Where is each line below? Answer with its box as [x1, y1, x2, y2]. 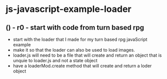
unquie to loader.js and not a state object [13, 58, 98, 63]
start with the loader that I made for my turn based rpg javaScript [13, 36, 147, 42]
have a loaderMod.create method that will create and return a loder [13, 63, 152, 69]
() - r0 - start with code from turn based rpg [6, 23, 144, 32]
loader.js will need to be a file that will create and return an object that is [13, 52, 162, 58]
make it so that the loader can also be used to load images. [13, 47, 135, 53]
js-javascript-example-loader [6, 3, 132, 15]
